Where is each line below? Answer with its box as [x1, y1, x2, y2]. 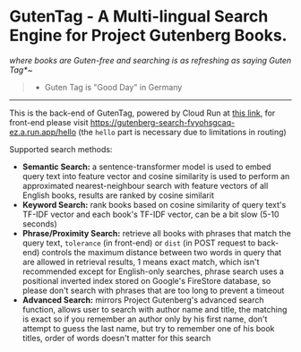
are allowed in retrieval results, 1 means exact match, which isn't [21, 256, 260, 267]
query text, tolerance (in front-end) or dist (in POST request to [21, 237, 256, 248]
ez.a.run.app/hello [9, 126, 77, 137]
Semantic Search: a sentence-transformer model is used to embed [21, 161, 271, 172]
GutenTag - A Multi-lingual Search [9, 6, 269, 27]
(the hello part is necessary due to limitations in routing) [78, 126, 287, 137]
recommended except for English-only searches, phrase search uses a [21, 266, 285, 277]
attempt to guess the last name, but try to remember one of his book [21, 322, 275, 333]
